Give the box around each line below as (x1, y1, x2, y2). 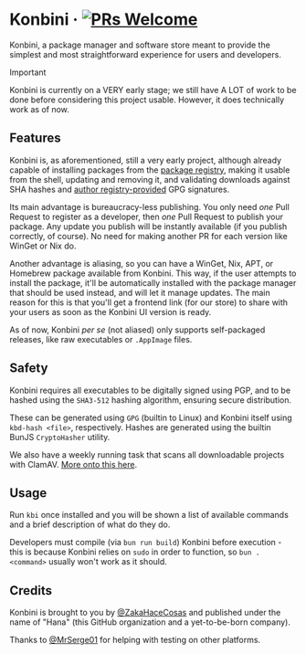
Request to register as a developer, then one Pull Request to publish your (9, 211, 284, 222)
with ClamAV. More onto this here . (9, 459, 138, 469)
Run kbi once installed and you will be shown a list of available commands (9, 510, 290, 521)
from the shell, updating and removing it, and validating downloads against (9, 174, 290, 185)
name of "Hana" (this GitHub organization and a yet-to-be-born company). (9, 617, 290, 628)
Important (9, 67, 47, 78)
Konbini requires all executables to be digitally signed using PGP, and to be (9, 385, 290, 396)
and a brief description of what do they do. (9, 519, 171, 530)
